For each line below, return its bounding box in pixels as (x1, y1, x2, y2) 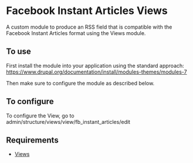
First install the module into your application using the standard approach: (6, 62, 185, 69)
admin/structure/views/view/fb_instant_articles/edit (6, 118, 131, 125)
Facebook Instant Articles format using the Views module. (6, 29, 146, 36)
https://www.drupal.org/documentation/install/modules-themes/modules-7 (6, 68, 187, 75)
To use (6, 47, 31, 57)
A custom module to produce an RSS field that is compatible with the (6, 23, 172, 30)
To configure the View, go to (6, 112, 75, 119)
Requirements (6, 135, 59, 145)
